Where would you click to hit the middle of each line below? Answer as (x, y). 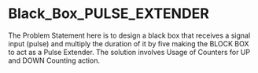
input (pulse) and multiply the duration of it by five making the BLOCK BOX (129, 43)
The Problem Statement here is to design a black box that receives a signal (129, 35)
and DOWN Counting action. (54, 60)
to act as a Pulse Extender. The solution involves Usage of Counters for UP (129, 52)
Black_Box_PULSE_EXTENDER (109, 14)
